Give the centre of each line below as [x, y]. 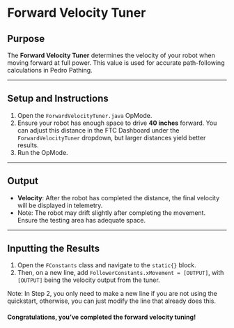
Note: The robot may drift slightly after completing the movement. [111, 213]
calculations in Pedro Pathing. [50, 70]
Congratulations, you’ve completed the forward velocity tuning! [102, 317]
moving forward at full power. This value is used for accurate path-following [116, 63]
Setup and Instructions [58, 99]
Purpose [26, 39]
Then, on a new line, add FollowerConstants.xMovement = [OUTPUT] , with [120, 273]
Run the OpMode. [42, 152]
